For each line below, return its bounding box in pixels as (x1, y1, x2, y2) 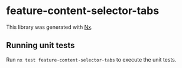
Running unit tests (6, 40, 75, 50)
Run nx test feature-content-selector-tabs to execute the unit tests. (6, 56, 177, 63)
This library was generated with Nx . (6, 23, 93, 30)
